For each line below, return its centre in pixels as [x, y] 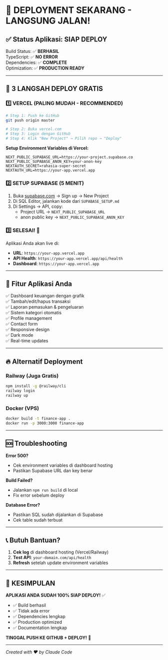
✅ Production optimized [37, 622]
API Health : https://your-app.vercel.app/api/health [68, 258]
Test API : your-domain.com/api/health [52, 558]
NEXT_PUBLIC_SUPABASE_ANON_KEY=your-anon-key [54, 162]
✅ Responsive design [28, 330]
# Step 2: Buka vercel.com [34, 129]
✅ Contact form [22, 324]
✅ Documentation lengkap [40, 628]
